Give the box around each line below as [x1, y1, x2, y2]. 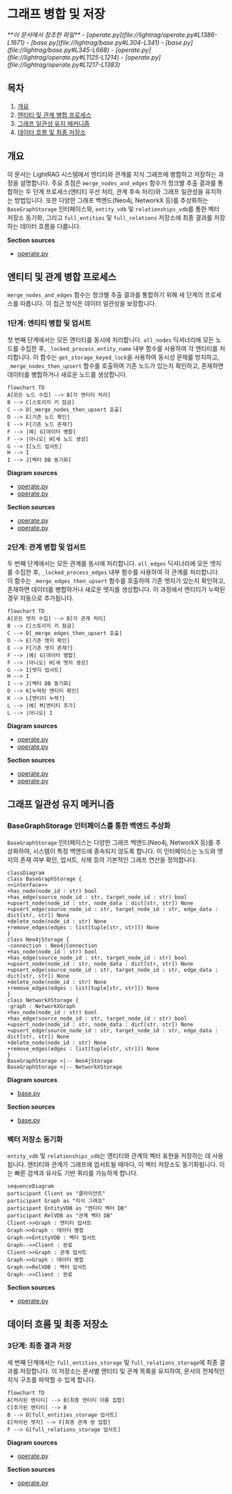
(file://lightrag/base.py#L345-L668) [7, 46, 109, 54]
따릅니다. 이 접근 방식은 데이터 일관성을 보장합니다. [19, 299, 157, 308]
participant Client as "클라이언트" [7, 1190, 106, 1197]
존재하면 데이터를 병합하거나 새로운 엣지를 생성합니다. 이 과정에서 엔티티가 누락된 [7, 585, 226, 593]
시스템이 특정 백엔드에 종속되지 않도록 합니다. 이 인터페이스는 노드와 [33, 846, 216, 855]
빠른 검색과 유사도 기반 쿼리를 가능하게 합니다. [14, 1169, 139, 1177]
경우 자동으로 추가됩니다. [7, 593, 74, 602]
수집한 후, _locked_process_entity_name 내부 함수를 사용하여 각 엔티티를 [19, 344, 218, 352]
